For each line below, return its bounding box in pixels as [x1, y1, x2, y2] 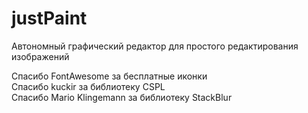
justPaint [11, 7, 88, 30]
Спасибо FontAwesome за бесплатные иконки [11, 70, 208, 82]
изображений [11, 50, 70, 62]
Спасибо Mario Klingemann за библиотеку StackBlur [11, 91, 233, 103]
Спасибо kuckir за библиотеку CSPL [11, 80, 166, 92]
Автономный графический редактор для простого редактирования [11, 40, 299, 52]
